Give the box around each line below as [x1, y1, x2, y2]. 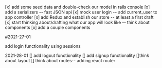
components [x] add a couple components [5, 25, 90, 30]
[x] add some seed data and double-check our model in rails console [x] [5, 4, 150, 10]
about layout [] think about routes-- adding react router [5, 58, 116, 63]
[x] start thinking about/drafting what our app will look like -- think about [5, 19, 150, 25]
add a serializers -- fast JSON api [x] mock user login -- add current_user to [5, 9, 158, 15]
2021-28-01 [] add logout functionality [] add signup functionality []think [5, 53, 149, 58]
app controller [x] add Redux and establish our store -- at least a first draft [5, 14, 154, 20]
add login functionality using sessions [5, 43, 81, 49]
